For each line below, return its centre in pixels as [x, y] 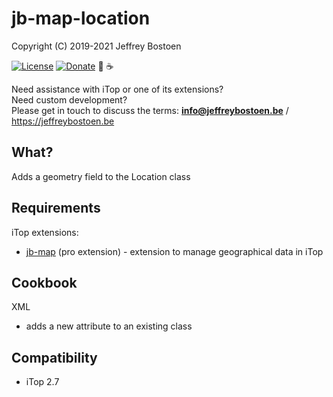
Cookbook [44, 282]
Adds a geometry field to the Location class [101, 176]
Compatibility [54, 357]
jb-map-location [81, 18]
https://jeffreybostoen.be [63, 121]
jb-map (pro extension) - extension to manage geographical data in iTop [174, 251]
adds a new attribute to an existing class [109, 326]
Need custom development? [69, 99]
